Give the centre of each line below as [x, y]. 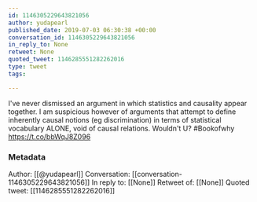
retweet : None [31, 52]
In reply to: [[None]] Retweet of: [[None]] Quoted [171, 182]
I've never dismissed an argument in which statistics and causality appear [128, 103]
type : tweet [28, 67]
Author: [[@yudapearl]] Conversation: [70, 174]
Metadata [27, 156]
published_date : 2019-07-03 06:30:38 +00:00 [82, 30]
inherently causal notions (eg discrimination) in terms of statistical [115, 119]
